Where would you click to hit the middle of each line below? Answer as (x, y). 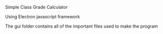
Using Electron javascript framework (43, 17)
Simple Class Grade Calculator (37, 7)
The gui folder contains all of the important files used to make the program (81, 26)
